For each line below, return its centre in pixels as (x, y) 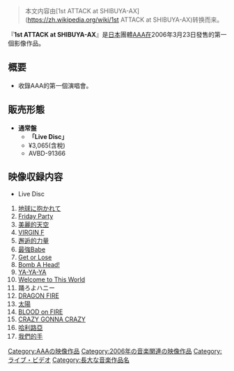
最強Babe (32, 249)
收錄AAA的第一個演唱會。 (55, 85)
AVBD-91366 (47, 153)
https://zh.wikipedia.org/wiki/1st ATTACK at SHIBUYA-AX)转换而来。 (125, 20)
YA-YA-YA (32, 272)
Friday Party (36, 217)
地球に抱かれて (39, 208)
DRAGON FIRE (39, 296)
